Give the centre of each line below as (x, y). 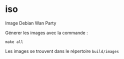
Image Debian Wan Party (31, 23)
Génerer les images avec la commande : (47, 32)
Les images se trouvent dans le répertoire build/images (62, 51)
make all (14, 42)
